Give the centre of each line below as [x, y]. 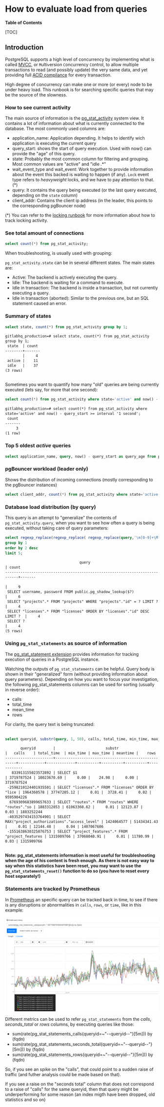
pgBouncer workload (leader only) [47, 469]
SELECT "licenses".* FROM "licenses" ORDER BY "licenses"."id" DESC [78, 612]
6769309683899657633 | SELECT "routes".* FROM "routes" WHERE [74, 802]
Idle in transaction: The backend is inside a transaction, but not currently [85, 288]
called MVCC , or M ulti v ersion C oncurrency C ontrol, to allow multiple [72, 64]
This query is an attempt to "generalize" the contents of [61, 517]
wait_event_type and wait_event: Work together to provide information [82, 169]
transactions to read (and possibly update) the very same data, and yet [76, 70]
